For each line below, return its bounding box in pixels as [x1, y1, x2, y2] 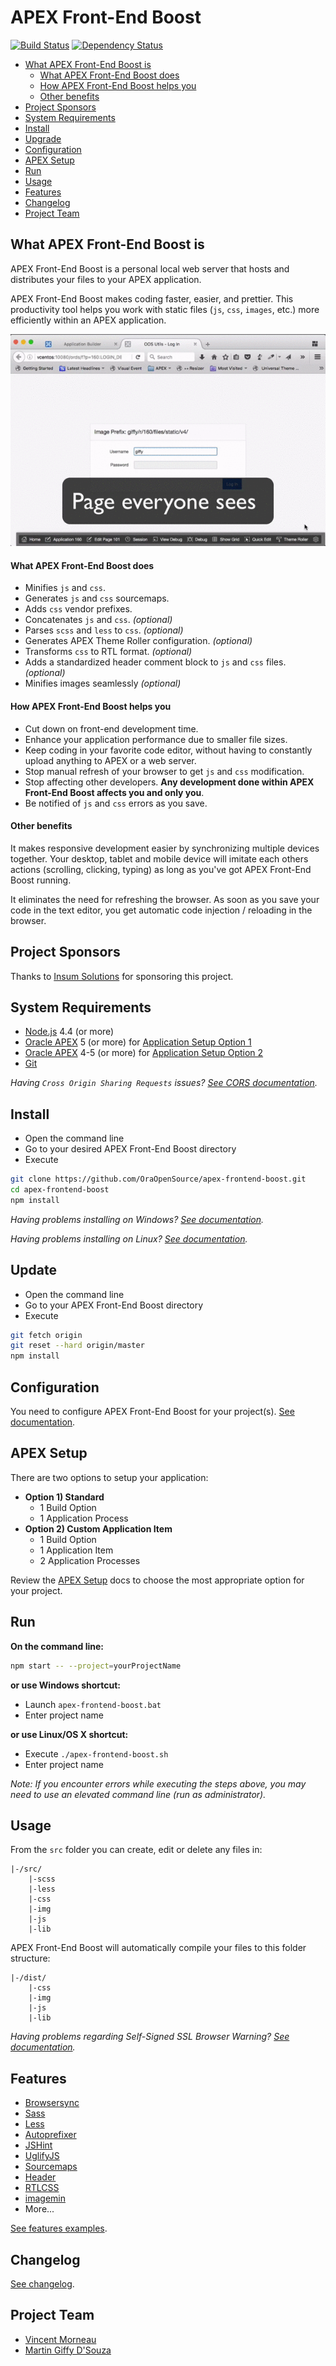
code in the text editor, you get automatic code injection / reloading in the [10, 904, 313, 916]
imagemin [24, 2192, 66, 2205]
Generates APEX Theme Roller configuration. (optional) [24, 635, 253, 647]
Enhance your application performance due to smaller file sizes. [24, 733, 288, 745]
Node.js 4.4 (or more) [24, 1026, 115, 1038]
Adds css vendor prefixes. [24, 603, 133, 615]
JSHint [24, 2139, 53, 2151]
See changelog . [10, 2277, 75, 2290]
